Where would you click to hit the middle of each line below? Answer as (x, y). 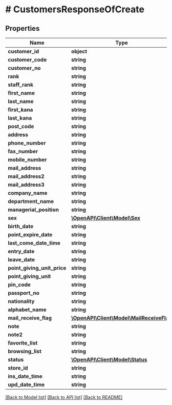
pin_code (19, 285)
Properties (23, 28)
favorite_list (23, 343)
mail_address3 (26, 185)
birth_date (21, 226)
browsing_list (25, 351)
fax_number (23, 151)
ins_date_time (25, 376)
